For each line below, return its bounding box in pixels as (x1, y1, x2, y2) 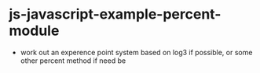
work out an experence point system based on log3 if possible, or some (20, 47, 253, 57)
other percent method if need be (20, 56, 126, 65)
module (9, 22, 60, 40)
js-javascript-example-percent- (9, 5, 222, 23)
